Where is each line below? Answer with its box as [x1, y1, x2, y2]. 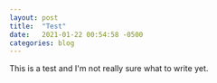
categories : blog [9, 38, 75, 48]
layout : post [9, 13, 59, 23]
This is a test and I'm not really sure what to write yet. [9, 63, 209, 74]
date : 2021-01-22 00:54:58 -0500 [9, 30, 144, 39]
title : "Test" [9, 22, 67, 31]
